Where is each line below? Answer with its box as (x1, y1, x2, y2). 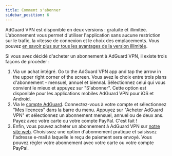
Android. (12, 96, 31, 102)
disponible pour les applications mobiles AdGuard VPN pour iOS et (12, 90, 154, 96)
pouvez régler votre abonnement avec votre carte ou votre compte (12, 140, 154, 146)
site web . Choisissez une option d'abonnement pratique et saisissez (12, 128, 157, 134)
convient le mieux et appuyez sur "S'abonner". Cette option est (12, 84, 146, 91)
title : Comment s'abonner (5, 7, 61, 13)
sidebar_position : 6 (5, 12, 50, 18)
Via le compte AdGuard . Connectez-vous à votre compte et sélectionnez (12, 101, 167, 107)
